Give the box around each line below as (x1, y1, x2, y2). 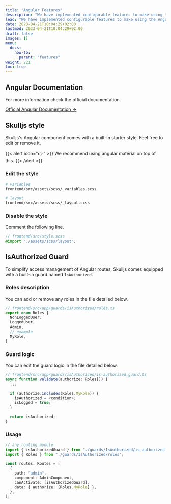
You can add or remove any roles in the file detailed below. (5, 295, 128, 302)
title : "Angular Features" (5, 7, 63, 13)
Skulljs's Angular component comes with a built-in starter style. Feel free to (5, 134, 163, 140)
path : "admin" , (14, 470, 47, 476)
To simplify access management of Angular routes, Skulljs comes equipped (5, 266, 163, 272)
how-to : (14, 50, 31, 55)
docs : (10, 45, 22, 50)
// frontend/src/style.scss (5, 233, 65, 239)
